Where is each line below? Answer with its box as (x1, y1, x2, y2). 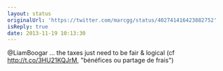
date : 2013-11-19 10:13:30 (7, 29, 86, 37)
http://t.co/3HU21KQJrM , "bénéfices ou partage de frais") (7, 56, 174, 65)
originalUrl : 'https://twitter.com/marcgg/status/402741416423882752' (7, 17, 217, 24)
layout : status (7, 10, 52, 17)
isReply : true (7, 23, 49, 30)
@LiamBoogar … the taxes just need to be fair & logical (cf (7, 49, 175, 57)
